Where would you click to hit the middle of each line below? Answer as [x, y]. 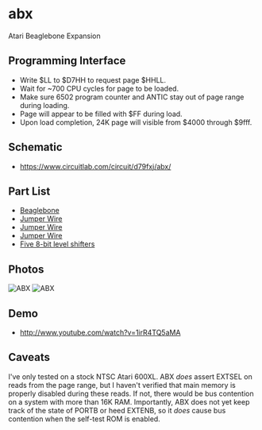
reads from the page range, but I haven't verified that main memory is [122, 385]
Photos [26, 269]
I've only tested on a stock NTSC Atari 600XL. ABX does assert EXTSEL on [130, 376]
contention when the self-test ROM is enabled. [84, 419]
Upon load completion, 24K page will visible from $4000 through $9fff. [136, 122]
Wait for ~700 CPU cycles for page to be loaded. [99, 88]
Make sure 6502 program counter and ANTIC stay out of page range [132, 97]
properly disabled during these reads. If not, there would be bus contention [131, 393]
